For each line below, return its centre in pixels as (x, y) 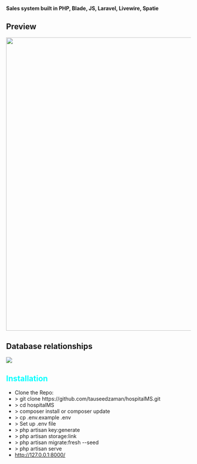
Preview (21, 26)
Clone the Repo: (34, 392)
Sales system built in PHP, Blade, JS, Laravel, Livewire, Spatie (82, 8)
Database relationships (49, 346)
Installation (27, 378)
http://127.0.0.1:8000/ (40, 455)
